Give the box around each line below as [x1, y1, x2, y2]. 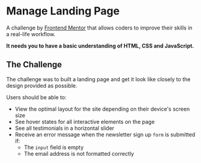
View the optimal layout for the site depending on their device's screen [14, 105, 190, 112]
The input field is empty [23, 143, 84, 151]
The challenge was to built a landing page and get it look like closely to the [6, 75, 191, 82]
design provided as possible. [6, 82, 78, 89]
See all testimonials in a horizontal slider [14, 125, 115, 132]
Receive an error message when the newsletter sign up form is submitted [14, 131, 196, 138]
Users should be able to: [6, 93, 67, 100]
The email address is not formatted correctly [23, 150, 134, 157]
